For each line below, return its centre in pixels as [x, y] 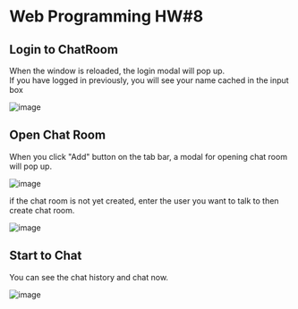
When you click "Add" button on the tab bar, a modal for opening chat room [149, 156]
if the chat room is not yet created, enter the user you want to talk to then [144, 200]
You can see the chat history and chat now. [89, 277]
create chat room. [42, 210]
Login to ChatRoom [64, 50]
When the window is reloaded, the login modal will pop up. [117, 71]
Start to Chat [46, 256]
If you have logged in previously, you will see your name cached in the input [149, 80]
